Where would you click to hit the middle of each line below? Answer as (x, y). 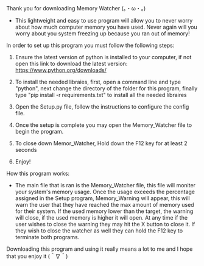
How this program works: (38, 173)
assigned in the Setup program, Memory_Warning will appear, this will (102, 198)
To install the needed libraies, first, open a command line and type (98, 82)
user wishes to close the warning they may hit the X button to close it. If (105, 224)
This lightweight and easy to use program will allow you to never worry (104, 20)
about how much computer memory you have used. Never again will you (106, 27)
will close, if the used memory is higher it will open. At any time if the (101, 217)
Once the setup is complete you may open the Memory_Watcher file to (104, 125)
